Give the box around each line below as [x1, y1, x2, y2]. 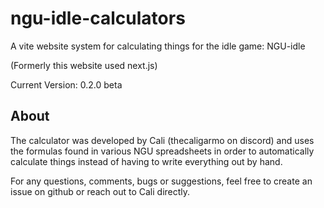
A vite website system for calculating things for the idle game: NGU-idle [10, 40, 306, 52]
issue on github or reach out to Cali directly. [10, 185, 191, 197]
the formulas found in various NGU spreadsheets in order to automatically [10, 145, 315, 157]
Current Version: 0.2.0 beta [10, 78, 123, 91]
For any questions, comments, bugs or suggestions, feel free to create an [10, 175, 313, 187]
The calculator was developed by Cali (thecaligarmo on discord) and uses [10, 134, 315, 146]
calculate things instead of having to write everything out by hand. [10, 155, 283, 167]
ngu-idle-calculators [10, 7, 186, 30]
